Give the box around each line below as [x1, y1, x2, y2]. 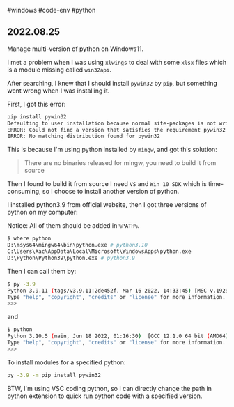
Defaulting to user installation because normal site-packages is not [7, 120, 217, 127]
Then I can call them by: [7, 267, 77, 275]
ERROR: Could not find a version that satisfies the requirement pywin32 [7, 126, 226, 133]
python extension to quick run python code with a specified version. [7, 392, 203, 400]
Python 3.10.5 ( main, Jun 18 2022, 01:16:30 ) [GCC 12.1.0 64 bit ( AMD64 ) [7, 332, 229, 340]
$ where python [7, 235, 52, 243]
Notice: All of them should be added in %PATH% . [7, 222, 140, 230]
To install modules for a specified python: [7, 358, 126, 367]
